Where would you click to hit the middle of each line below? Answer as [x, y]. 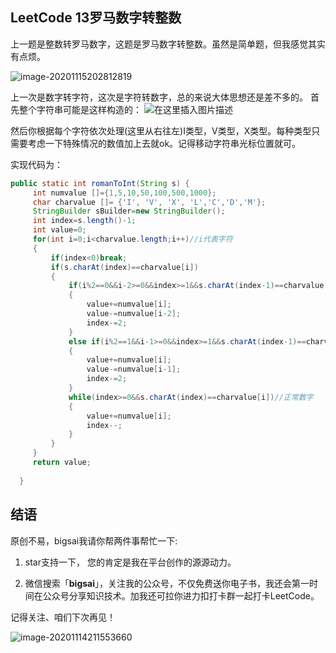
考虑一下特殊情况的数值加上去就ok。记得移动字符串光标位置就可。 [164, 143]
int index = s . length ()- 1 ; [84, 221]
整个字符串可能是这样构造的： [80, 109]
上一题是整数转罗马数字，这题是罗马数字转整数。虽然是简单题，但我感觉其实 [168, 44]
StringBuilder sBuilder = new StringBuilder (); [129, 211]
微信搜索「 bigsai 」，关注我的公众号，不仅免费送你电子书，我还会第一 [167, 583]
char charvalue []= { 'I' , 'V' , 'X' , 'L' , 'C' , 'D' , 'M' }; [149, 202]
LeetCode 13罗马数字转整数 [96, 18]
